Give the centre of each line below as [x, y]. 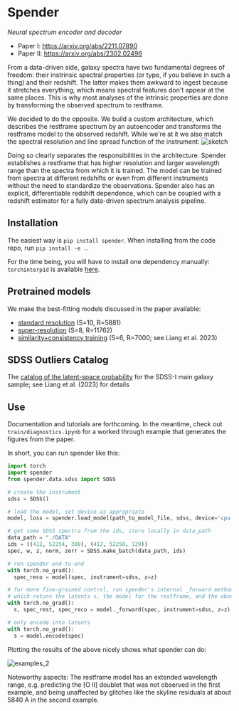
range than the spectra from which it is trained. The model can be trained [115, 170]
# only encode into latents [49, 622]
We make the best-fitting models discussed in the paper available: [104, 309]
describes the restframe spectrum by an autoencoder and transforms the [115, 126]
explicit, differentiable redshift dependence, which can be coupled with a [114, 193]
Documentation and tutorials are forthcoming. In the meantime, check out [115, 424]
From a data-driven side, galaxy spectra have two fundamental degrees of [116, 67]
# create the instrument [44, 492]
